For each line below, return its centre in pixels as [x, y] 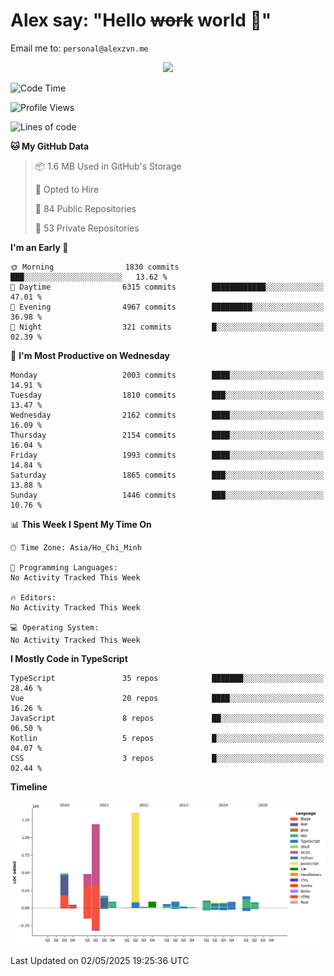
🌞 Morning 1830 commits [95, 267]
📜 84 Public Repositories [85, 208]
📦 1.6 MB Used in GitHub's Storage [108, 166]
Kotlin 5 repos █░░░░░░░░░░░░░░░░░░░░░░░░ [167, 738]
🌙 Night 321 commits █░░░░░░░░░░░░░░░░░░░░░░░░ [167, 327]
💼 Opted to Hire [67, 189]
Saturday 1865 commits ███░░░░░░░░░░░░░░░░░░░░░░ [167, 475]
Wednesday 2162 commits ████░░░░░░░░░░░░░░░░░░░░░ [167, 415]
